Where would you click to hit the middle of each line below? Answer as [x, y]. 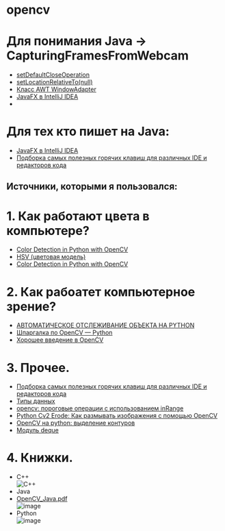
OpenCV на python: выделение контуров [76, 423]
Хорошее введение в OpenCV [60, 340]
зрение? [31, 306]
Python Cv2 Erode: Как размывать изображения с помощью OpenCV [117, 416]
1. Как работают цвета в [78, 216]
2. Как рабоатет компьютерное [101, 292]
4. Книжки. [40, 458]
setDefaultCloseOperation [53, 75]
